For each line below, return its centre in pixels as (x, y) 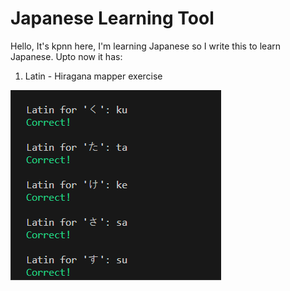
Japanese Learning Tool (112, 18)
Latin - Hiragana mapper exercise (93, 76)
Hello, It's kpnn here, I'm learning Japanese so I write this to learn (146, 46)
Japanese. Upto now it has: (66, 56)
